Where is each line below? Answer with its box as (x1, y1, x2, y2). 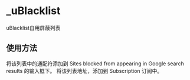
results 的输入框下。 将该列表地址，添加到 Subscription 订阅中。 (6, 67, 163, 74)
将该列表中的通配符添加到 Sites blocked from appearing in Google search (6, 60, 184, 67)
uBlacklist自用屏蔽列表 (6, 24, 61, 31)
